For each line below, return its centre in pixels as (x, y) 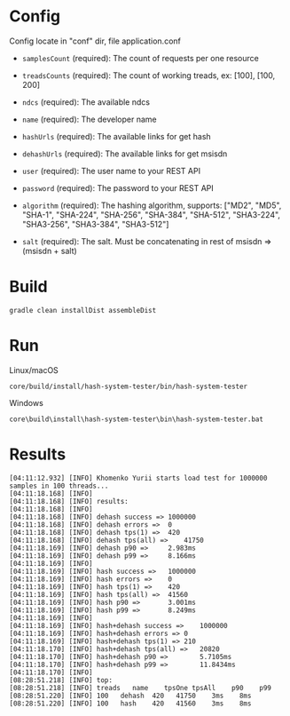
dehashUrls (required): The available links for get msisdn (125, 154)
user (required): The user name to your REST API (111, 171)
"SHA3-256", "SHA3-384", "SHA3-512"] (95, 224)
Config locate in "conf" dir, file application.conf (95, 41)
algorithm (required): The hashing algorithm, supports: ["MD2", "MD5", (152, 205)
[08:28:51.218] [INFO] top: (61, 680)
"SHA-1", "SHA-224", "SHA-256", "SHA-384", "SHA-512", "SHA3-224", (151, 214)
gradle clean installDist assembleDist (83, 310)
